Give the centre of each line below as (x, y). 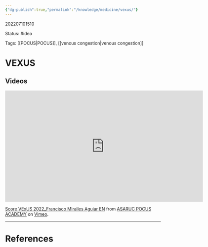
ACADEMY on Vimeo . (27, 214)
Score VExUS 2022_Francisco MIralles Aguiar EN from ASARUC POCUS (78, 209)
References (29, 239)
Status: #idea (19, 33)
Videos (16, 81)
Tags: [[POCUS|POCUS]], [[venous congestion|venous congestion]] (74, 43)
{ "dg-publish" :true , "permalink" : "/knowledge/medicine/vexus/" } (72, 10)
